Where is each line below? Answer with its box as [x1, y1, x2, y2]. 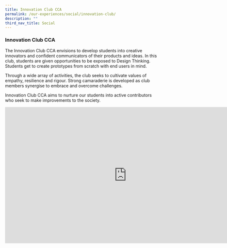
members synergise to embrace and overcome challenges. [5, 83, 123, 89]
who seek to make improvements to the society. [5, 97, 101, 103]
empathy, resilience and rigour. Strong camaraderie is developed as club [5, 77, 150, 83]
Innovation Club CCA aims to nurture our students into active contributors [5, 92, 152, 98]
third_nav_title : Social [5, 20, 55, 26]
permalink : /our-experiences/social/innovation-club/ [5, 12, 116, 16]
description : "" [5, 16, 38, 21]
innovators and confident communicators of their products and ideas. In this [5, 53, 157, 59]
